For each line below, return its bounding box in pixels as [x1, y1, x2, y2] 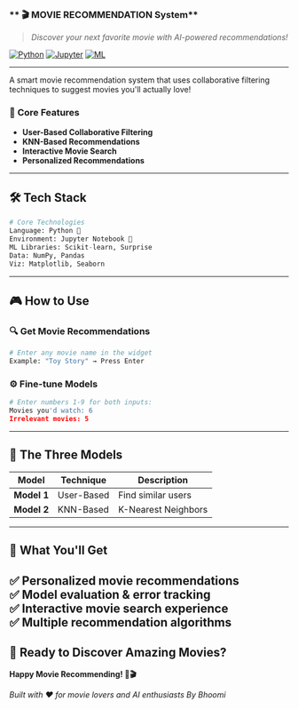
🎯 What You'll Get [9, 543, 108, 558]
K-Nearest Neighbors [118, 503, 208, 515]
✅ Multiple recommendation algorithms [9, 615, 232, 630]
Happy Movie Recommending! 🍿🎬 [9, 669, 137, 680]
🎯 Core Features [9, 107, 80, 119]
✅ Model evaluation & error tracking [9, 586, 211, 602]
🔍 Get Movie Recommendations [9, 324, 151, 337]
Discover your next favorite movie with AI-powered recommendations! [30, 32, 288, 43]
